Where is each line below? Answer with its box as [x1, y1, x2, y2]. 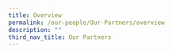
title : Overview [8, 11, 62, 19]
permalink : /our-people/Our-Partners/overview [8, 19, 165, 26]
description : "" [8, 26, 62, 34]
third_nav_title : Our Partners [8, 33, 112, 41]
